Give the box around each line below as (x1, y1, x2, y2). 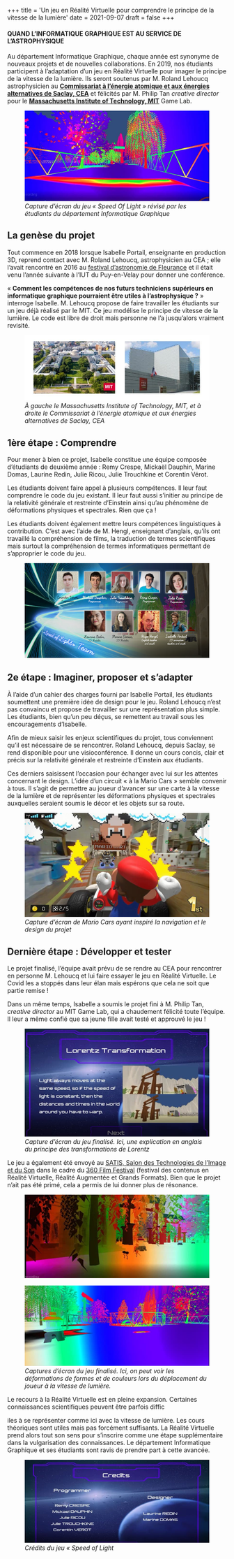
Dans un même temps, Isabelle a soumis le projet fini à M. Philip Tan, (7, 1000, 204, 1008)
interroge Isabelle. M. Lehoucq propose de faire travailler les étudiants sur (7, 298, 219, 307)
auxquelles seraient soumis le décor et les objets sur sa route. (7, 799, 185, 807)
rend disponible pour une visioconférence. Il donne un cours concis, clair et (7, 748, 224, 757)
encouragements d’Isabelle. (7, 720, 87, 728)
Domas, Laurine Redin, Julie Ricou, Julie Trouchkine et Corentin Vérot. (7, 470, 209, 479)
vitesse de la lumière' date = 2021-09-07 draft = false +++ (7, 13, 175, 22)
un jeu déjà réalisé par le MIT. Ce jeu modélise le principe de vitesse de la (7, 306, 219, 314)
